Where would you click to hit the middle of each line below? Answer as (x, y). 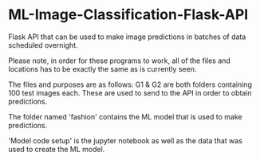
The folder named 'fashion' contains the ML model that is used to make (125, 116)
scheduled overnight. (43, 45)
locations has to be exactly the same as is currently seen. (102, 68)
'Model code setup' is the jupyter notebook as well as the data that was (126, 140)
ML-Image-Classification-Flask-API (128, 15)
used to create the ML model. (57, 149)
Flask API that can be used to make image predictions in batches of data (127, 37)
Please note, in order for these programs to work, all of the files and (120, 60)
